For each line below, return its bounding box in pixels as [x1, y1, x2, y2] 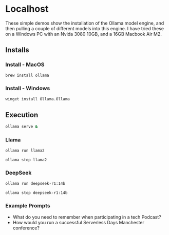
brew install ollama [5, 73, 50, 78]
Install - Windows [5, 85, 50, 92]
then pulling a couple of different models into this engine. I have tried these [5, 25, 164, 31]
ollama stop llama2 [5, 157, 47, 162]
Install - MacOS [5, 61, 45, 68]
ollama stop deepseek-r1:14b [5, 190, 68, 195]
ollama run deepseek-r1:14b [5, 181, 66, 186]
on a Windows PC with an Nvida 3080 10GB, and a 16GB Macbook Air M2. [5, 31, 162, 37]
